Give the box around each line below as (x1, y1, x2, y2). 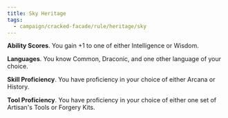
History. (7, 83, 30, 91)
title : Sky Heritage (7, 10, 67, 17)
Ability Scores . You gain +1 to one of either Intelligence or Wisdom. (7, 42, 199, 50)
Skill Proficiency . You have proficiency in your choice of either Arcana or (7, 75, 216, 84)
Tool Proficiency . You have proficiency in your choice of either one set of (7, 96, 217, 104)
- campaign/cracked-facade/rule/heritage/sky (13, 23, 147, 29)
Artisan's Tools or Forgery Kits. (7, 104, 95, 112)
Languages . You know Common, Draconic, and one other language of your (7, 55, 222, 63)
